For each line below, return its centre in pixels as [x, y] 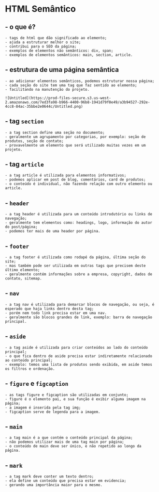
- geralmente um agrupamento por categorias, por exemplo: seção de [75, 137]
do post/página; [21, 227]
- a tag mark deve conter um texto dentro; [50, 476]
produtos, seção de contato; [34, 141]
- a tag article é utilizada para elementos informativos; [66, 176]
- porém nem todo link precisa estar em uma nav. [56, 313]
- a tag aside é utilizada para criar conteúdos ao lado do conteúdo [77, 347]
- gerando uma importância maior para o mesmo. [54, 485]
